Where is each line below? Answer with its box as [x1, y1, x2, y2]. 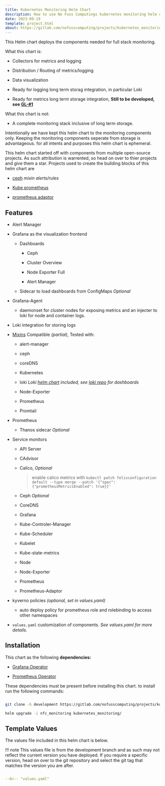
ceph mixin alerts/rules [12, 175, 59, 181]
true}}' [95, 484, 111, 489]
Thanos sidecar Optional [19, 426, 70, 433]
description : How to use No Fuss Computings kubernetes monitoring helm [5, 12, 157, 17]
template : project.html [5, 21, 54, 26]
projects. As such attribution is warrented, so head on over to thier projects [5, 155, 157, 161]
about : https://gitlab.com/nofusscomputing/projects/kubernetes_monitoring [5, 26, 164, 30]
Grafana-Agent [12, 298, 43, 303]
